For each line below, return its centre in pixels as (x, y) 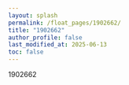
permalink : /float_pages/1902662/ (65, 23)
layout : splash (33, 15)
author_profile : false (45, 37)
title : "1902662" (37, 30)
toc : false (26, 52)
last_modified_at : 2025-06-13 (58, 45)
